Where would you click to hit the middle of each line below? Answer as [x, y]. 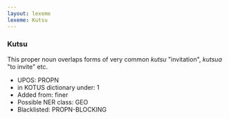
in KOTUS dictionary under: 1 [58, 87]
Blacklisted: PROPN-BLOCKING [62, 109]
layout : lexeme [29, 13]
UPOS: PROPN [38, 80]
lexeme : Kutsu [28, 20]
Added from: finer [43, 95]
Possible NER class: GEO [53, 102]
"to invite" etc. [28, 66]
